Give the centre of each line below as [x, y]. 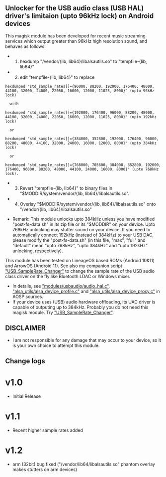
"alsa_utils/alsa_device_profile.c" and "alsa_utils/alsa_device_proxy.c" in [86, 291]
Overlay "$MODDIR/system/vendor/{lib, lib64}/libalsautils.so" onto [88, 204]
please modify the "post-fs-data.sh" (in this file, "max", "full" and [79, 240]
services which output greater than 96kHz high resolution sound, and [76, 41]
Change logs [25, 361]
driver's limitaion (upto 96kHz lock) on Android [80, 16]
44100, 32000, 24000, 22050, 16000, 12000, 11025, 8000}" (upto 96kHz [80, 91]
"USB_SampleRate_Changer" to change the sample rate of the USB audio [80, 271]
